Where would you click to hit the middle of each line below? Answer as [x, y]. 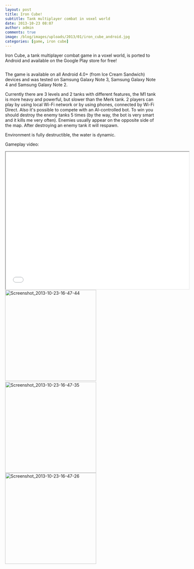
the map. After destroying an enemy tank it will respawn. [62, 125]
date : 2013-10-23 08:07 [29, 23]
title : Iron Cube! [24, 14]
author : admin [20, 28]
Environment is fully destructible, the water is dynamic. [60, 134]
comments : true [21, 32]
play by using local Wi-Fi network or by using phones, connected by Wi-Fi [80, 104]
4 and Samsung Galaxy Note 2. [36, 85]
